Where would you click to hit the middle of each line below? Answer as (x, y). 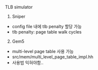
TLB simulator (19, 7)
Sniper (19, 16)
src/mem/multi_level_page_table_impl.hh (53, 57)
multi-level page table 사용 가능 (43, 51)
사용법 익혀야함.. (28, 62)
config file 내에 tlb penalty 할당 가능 (47, 26)
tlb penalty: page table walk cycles (47, 32)
